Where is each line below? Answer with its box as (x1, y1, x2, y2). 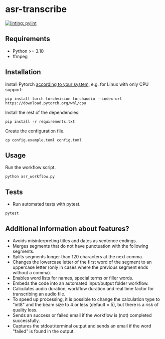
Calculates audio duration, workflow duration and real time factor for (12, 286, 154, 291)
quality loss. (12, 307, 38, 313)
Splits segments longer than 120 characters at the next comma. (12, 254, 143, 259)
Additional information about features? (5, 224, 129, 233)
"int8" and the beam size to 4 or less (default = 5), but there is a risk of (12, 302, 159, 307)
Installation (5, 68, 41, 76)
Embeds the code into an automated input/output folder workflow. (12, 280, 149, 286)
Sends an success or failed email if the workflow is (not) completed (12, 312, 152, 318)
